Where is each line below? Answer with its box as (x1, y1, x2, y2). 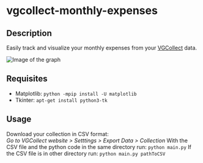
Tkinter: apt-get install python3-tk (15, 96, 108, 104)
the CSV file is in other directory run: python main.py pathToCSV (6, 150, 166, 157)
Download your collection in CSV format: (6, 130, 109, 137)
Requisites (6, 74, 48, 84)
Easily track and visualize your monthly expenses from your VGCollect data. (6, 44, 197, 51)
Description (6, 28, 52, 38)
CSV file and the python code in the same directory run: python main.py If (6, 143, 191, 150)
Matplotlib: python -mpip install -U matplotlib (15, 90, 137, 97)
